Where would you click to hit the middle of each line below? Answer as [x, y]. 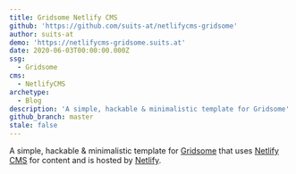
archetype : [30, 92]
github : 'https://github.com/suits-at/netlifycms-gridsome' [124, 26]
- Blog [30, 100]
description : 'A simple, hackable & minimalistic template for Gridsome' [150, 109]
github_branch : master [51, 117]
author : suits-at [42, 34]
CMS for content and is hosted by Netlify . [85, 160]
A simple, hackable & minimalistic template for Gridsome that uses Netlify [144, 151]
